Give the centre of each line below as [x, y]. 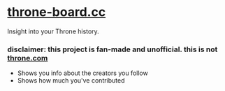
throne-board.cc [57, 12]
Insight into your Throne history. [53, 31]
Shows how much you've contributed [71, 81]
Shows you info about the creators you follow [82, 73]
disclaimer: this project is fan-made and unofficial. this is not [112, 49]
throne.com [28, 58]
